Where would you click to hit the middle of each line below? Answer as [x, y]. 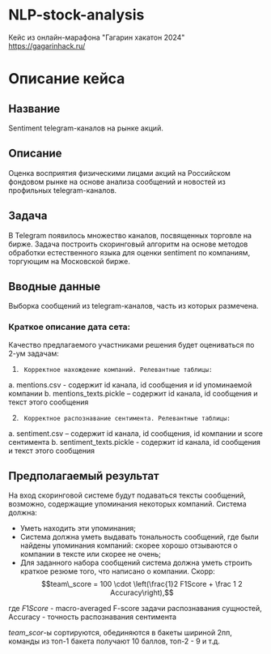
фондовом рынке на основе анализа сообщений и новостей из [117, 182]
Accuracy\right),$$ [142, 592]
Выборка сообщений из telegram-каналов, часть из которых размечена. [133, 306]
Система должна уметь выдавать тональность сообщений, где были [139, 537]
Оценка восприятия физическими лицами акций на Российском [119, 173]
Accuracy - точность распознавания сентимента [92, 617]
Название [34, 108]
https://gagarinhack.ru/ [47, 45]
